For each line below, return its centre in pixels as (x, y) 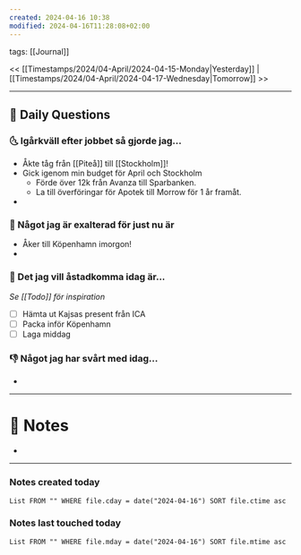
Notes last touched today (65, 523)
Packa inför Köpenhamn (67, 324)
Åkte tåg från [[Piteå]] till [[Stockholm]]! (95, 164)
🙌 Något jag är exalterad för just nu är (92, 225)
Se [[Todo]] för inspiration (57, 296)
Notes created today (55, 482)
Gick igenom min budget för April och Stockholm (112, 173)
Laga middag (47, 334)
